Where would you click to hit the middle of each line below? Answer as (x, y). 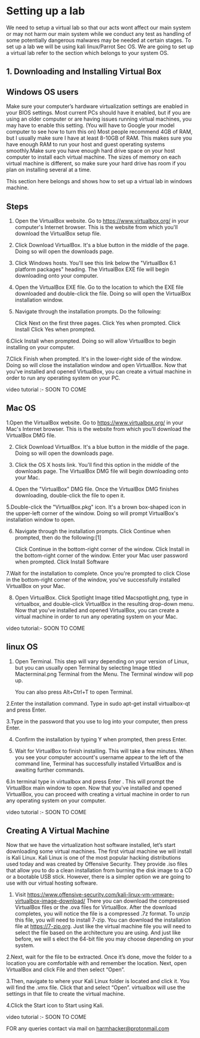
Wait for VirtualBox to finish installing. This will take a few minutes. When (104, 751)
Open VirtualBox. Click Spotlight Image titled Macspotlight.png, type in (101, 597)
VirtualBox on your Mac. (36, 586)
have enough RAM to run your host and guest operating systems (86, 144)
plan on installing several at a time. (49, 170)
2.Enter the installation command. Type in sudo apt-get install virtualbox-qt (98, 703)
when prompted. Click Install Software (62, 562)
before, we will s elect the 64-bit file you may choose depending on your (104, 939)
